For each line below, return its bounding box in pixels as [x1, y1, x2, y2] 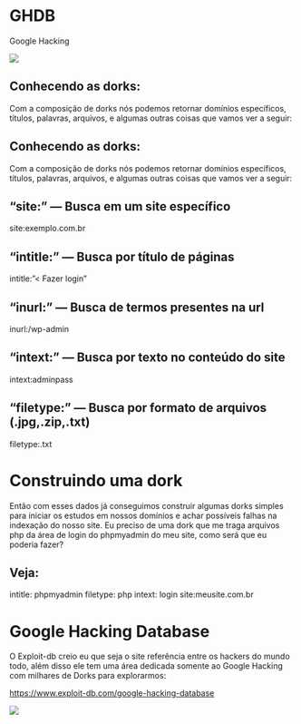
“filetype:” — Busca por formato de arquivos [9, 400, 267, 416]
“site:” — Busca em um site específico [9, 199, 231, 214]
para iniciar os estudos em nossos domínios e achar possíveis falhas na [9, 510, 277, 521]
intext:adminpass [9, 374, 74, 385]
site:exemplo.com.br [9, 223, 86, 234]
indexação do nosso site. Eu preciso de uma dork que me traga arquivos [9, 519, 280, 531]
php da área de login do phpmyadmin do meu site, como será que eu [9, 529, 267, 540]
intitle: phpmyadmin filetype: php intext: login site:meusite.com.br [9, 589, 254, 600]
